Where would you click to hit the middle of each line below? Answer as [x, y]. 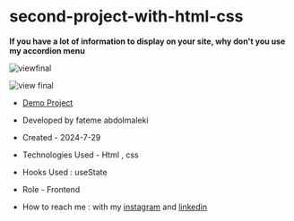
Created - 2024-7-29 [61, 137]
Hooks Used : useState [65, 172]
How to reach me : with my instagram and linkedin [115, 207]
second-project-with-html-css [126, 17]
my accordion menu [47, 50]
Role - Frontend [51, 189]
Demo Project [48, 102]
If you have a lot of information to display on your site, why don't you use [147, 41]
